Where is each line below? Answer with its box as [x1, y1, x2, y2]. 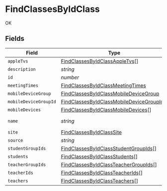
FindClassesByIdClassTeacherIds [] [61, 169, 143, 176]
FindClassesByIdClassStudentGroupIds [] [61, 145, 157, 152]
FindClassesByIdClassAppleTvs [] [61, 57, 139, 64]
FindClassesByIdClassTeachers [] [61, 177, 138, 184]
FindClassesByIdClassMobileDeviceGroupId [61, 98, 164, 105]
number [61, 74, 80, 81]
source [7, 137, 23, 143]
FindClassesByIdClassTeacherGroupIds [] [61, 161, 158, 168]
